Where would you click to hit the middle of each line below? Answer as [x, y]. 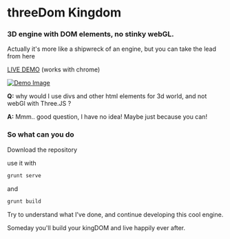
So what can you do [41, 135]
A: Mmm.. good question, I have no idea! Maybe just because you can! [107, 117]
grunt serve [24, 175]
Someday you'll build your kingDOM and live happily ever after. [96, 227]
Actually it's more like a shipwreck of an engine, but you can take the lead [112, 49]
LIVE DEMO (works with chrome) [54, 69]
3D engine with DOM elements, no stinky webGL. [91, 34]
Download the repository [42, 150]
